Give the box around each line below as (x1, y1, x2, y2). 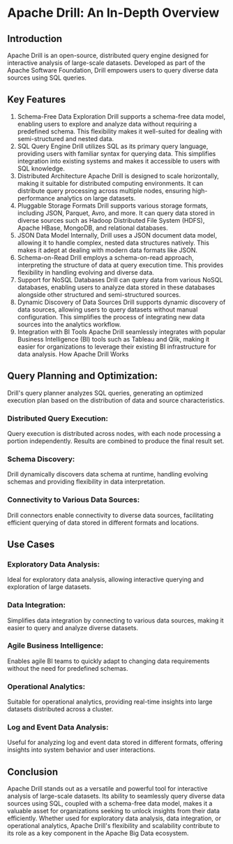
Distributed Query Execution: (7, 414, 108, 423)
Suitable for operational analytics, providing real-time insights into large (7, 697, 213, 706)
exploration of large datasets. (7, 583, 92, 591)
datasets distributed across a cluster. (7, 705, 114, 713)
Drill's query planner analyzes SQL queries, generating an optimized (7, 388, 204, 397)
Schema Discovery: (7, 454, 75, 464)
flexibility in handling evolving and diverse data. (17, 268, 155, 277)
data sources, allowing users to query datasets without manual (17, 305, 198, 314)
